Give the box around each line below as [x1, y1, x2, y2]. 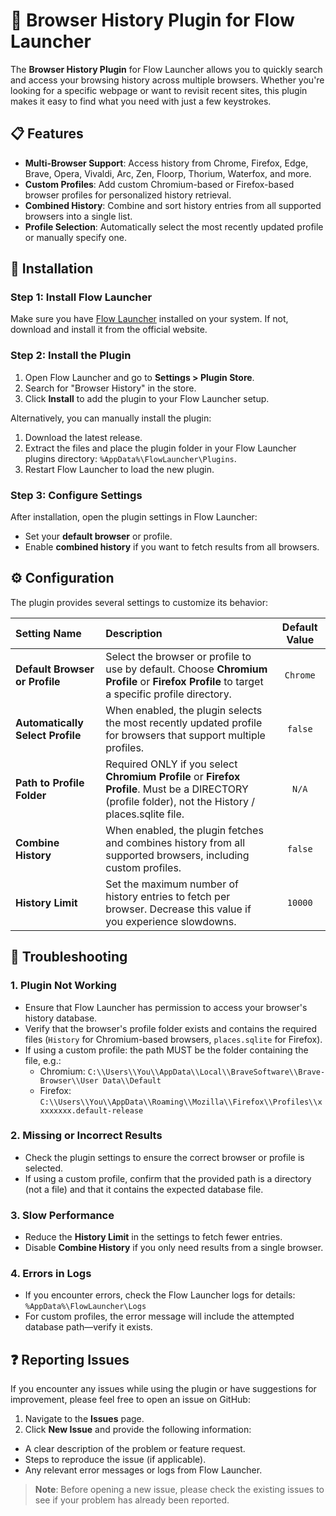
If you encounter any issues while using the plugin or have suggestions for [10, 1383, 317, 1395]
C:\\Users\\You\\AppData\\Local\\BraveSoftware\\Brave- [87, 1067, 326, 1077]
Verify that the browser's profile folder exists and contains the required [24, 1022, 318, 1034]
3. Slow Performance [10, 1208, 115, 1222]
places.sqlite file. [105, 807, 185, 821]
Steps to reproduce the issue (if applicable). [24, 1454, 207, 1466]
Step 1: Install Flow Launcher [10, 290, 153, 304]
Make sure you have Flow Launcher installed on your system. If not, [10, 313, 289, 325]
